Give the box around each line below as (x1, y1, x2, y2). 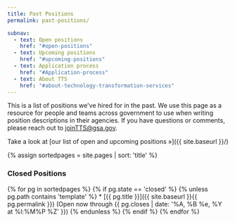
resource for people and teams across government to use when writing (7, 109, 213, 117)
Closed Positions (7, 168, 67, 178)
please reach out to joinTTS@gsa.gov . (7, 124, 118, 132)
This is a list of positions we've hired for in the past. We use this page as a (7, 101, 222, 110)
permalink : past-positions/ (7, 17, 90, 24)
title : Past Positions (7, 10, 74, 18)
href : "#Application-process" (20, 68, 109, 76)
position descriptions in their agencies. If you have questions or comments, (7, 116, 225, 125)
